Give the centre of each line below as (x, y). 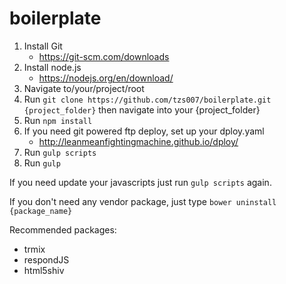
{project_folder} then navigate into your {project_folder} (142, 109)
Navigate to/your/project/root (84, 88)
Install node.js (52, 67)
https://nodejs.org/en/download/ (106, 78)
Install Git (43, 46)
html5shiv (44, 270)
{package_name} (41, 211)
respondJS (46, 259)
